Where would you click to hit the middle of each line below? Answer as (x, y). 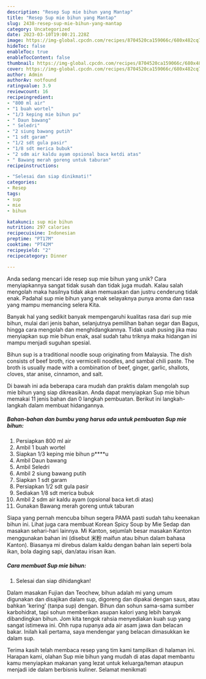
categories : (22, 182)
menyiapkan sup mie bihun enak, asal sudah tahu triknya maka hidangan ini (102, 336)
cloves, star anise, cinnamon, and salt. (55, 374)
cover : (15, 69)
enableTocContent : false (39, 58)
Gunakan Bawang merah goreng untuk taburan (75, 506)
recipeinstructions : (33, 166)
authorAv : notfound (32, 80)
